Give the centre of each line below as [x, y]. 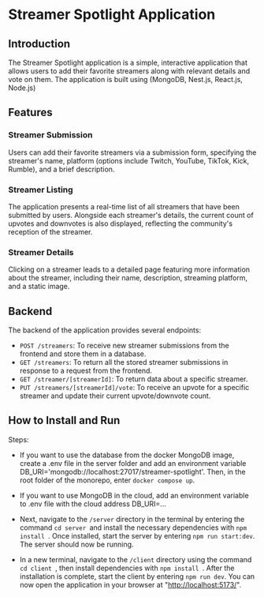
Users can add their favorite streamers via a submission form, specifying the [132, 152]
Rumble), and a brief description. [61, 169]
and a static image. [39, 287]
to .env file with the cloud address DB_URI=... [93, 504]
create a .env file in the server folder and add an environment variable [133, 463]
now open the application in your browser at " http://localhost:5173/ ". [130, 584]
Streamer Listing [41, 190]
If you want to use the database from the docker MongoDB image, [127, 455]
